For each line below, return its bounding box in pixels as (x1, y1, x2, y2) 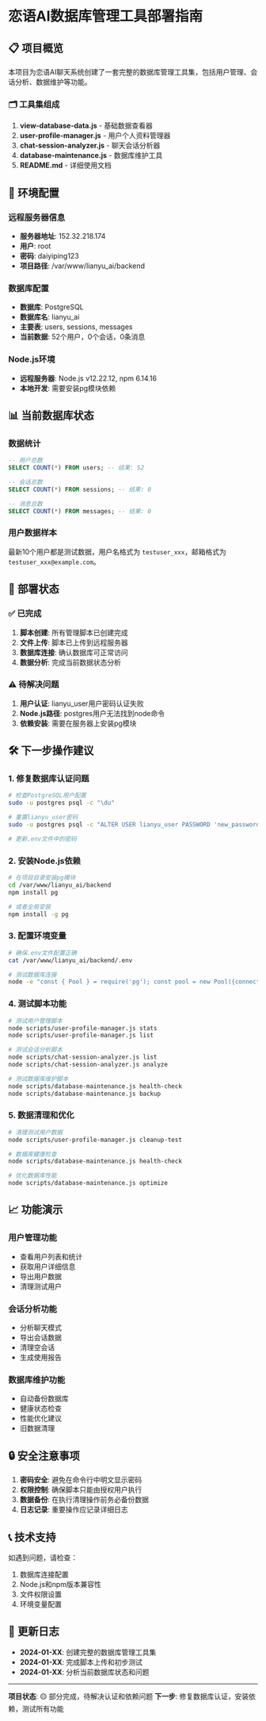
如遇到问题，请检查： (8, 1552, 78, 1562)
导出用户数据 (19, 1271, 62, 1281)
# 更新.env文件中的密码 (8, 834, 78, 843)
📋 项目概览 (8, 41, 64, 55)
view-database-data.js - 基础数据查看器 (19, 121, 153, 131)
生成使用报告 (19, 1353, 62, 1363)
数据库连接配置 (19, 1570, 69, 1579)
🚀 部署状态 (8, 582, 59, 596)
